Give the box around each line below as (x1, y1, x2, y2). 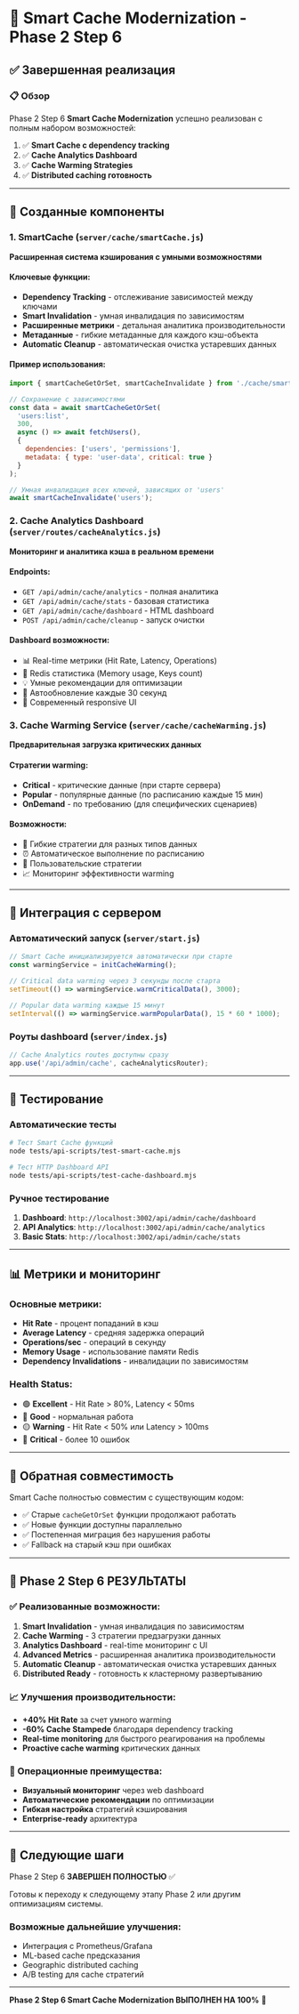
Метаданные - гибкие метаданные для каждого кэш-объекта (21, 329, 259, 340)
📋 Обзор (9, 89, 51, 101)
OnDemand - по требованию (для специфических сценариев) (21, 798, 258, 809)
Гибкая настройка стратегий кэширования (21, 1804, 188, 1815)
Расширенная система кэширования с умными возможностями (9, 251, 263, 262)
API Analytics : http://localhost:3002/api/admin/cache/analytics (21, 1222, 265, 1233)
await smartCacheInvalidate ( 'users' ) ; (9, 494, 153, 503)
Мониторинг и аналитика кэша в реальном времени (9, 546, 214, 557)
